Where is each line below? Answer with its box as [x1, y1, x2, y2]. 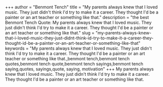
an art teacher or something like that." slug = [5, 30, 95, 35]
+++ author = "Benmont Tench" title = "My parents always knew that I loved [5, 4, 158, 10]
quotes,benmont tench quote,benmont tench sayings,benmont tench [5, 61, 143, 67]
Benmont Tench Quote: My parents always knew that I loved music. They [5, 19, 152, 25]
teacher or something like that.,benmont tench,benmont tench [5, 56, 130, 61]
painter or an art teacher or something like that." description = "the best [5, 15, 149, 20]
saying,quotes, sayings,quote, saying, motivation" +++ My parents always [5, 66, 154, 72]
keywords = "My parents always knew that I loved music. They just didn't [5, 46, 152, 51]
